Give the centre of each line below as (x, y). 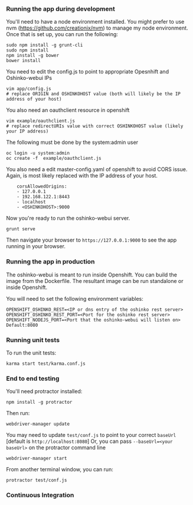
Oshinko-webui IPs (29, 78)
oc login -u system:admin (38, 153)
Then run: (18, 413)
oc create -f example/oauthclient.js (54, 159)
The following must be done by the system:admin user (72, 142)
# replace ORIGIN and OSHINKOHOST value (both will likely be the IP (94, 94)
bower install (24, 61)
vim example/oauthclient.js (41, 121)
